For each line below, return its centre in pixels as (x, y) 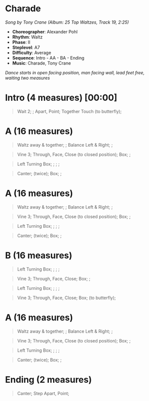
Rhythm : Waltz (27, 37)
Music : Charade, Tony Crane (42, 63)
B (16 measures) (39, 255)
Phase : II (21, 42)
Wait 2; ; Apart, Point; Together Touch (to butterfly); (69, 111)
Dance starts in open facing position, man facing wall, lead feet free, (75, 72)
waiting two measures (28, 78)
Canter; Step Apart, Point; (43, 393)
